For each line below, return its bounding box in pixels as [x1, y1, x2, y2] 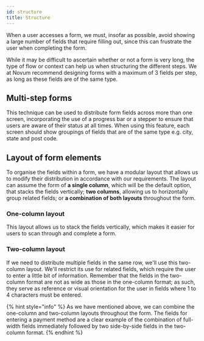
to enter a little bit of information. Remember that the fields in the [6, 272, 169, 279]
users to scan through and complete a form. [6, 230, 117, 237]
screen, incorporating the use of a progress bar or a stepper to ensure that [6, 115, 194, 123]
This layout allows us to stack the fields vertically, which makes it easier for [6, 223, 195, 231]
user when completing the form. [6, 44, 87, 52]
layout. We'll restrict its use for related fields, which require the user [26, 265, 196, 272]
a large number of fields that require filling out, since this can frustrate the [6, 38, 192, 45]
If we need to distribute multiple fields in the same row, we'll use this [6, 259, 178, 266]
